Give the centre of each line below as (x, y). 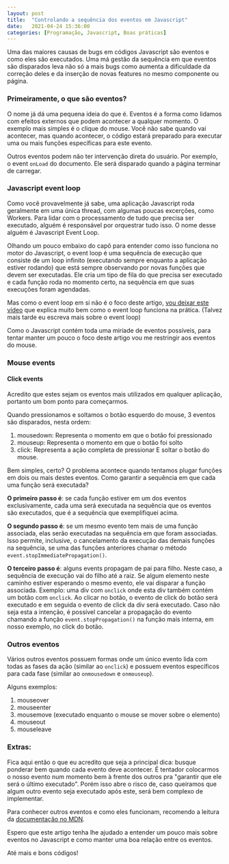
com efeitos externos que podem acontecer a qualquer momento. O (103, 121)
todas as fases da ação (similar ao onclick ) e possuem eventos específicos (113, 666)
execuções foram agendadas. (49, 289)
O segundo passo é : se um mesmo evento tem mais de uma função (103, 526)
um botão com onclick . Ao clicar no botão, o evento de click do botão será (112, 597)
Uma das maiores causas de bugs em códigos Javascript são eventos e (108, 52)
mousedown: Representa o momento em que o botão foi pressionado (114, 435)
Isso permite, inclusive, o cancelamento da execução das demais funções (111, 540)
